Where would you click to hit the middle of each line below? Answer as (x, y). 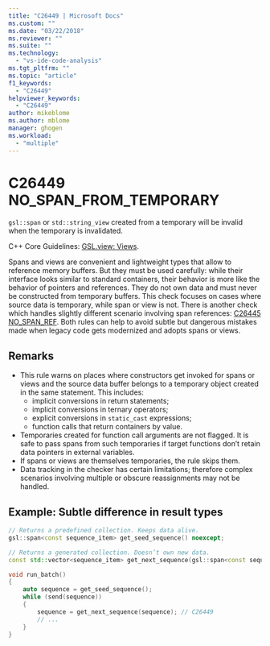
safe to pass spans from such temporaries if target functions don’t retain (140, 444)
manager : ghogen (35, 128)
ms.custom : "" (32, 23)
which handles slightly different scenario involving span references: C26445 (135, 313)
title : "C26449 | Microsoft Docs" (66, 16)
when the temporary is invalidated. (65, 231)
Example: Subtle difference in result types (116, 512)
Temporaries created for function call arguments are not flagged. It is (134, 435)
